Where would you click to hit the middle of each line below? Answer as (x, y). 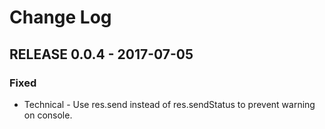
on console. (48, 115)
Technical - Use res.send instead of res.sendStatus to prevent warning (169, 104)
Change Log (60, 17)
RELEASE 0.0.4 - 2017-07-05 (101, 54)
